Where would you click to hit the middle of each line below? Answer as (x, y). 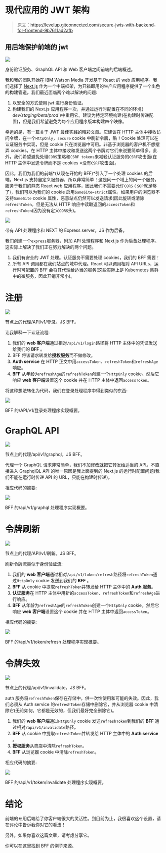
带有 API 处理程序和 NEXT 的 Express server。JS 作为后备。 (66, 230)
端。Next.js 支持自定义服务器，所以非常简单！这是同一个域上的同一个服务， (82, 179)
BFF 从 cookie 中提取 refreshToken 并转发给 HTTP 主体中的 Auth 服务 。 (84, 587)
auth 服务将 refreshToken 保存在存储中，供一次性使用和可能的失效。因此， (80, 698)
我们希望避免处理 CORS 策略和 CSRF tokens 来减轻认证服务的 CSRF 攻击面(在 (85, 156)
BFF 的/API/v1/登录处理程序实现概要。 (44, 410)
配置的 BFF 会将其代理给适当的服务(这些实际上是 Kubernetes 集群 (92, 270)
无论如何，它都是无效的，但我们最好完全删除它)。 (66, 710)
